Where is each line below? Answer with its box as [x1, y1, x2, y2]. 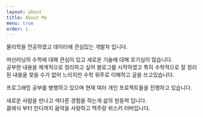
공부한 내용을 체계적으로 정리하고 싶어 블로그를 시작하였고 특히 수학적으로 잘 [6, 64, 186, 71]
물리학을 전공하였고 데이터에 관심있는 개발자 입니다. [6, 43, 128, 50]
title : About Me [6, 15, 47, 21]
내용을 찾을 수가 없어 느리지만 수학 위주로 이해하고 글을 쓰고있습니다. [12, 71, 175, 79]
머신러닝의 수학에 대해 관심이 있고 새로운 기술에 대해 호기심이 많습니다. [6, 56, 173, 64]
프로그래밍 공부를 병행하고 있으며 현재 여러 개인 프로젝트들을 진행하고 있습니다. [6, 84, 193, 92]
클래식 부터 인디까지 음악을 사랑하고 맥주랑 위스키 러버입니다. [6, 104, 150, 112]
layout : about [6, 8, 42, 15]
